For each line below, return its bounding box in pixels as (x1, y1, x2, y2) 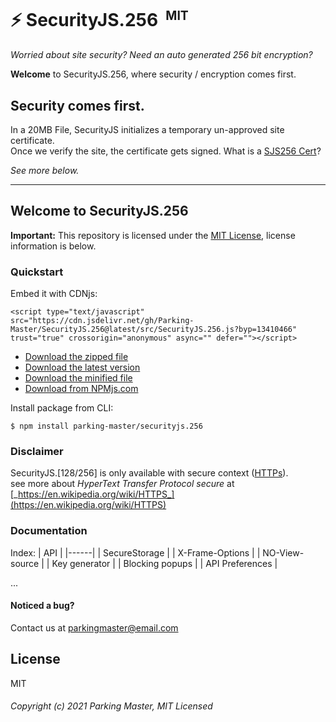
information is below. (10, 240, 97, 252)
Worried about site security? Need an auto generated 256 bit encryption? (10, 49, 313, 61)
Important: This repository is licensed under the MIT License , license (10, 229, 296, 241)
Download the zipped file (24, 351, 129, 363)
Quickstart (10, 265, 64, 279)
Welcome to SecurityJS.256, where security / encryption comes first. (10, 68, 297, 80)
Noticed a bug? (10, 600, 75, 612)
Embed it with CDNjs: (10, 288, 98, 300)
